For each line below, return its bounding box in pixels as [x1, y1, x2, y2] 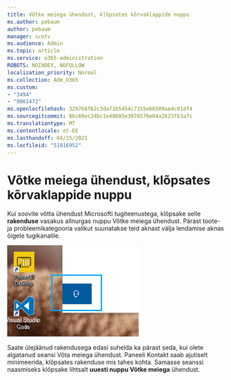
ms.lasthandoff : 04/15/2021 [7, 134, 88, 141]
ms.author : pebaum [7, 18, 60, 25]
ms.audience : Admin [7, 40, 63, 47]
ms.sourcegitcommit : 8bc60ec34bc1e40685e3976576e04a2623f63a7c [7, 113, 193, 120]
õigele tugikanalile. [7, 231, 61, 240]
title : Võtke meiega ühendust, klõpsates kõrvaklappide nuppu [7, 11, 190, 18]
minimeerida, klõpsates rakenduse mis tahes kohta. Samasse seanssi [7, 358, 204, 366]
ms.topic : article [7, 47, 60, 54]
